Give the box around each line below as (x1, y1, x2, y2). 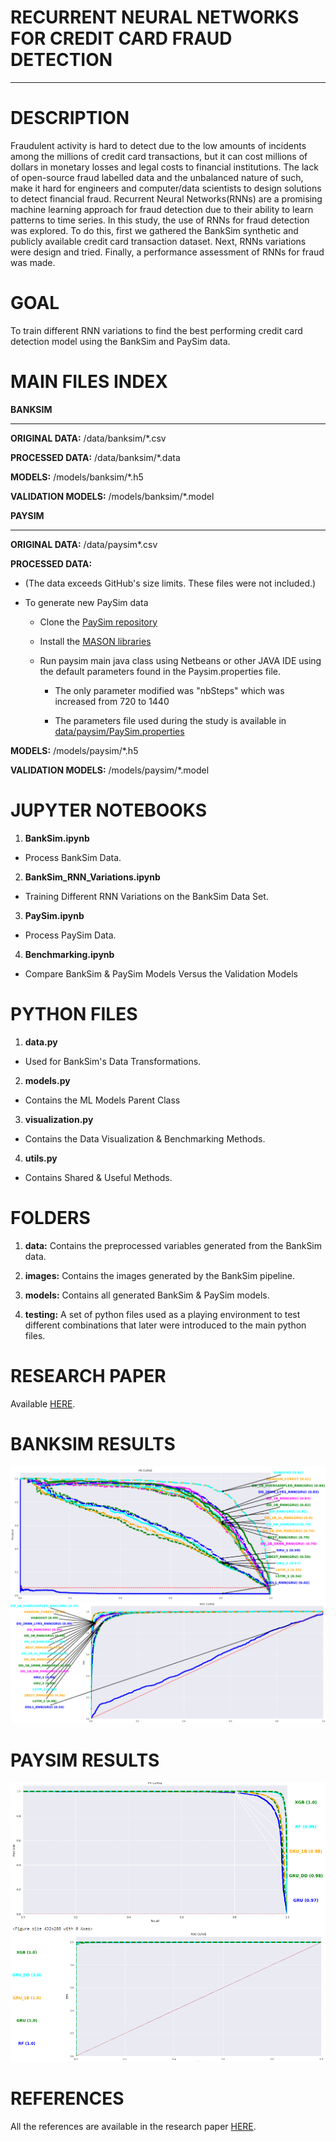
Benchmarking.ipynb (24, 948, 115, 960)
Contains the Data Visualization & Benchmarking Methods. (24, 1132, 266, 1145)
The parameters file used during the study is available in (54, 714, 287, 726)
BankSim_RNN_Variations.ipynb (24, 871, 161, 883)
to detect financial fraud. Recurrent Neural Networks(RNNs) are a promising (10, 192, 323, 205)
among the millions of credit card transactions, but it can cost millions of (10, 150, 308, 162)
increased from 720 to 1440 (54, 695, 170, 707)
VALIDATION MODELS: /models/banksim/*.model (10, 490, 215, 502)
